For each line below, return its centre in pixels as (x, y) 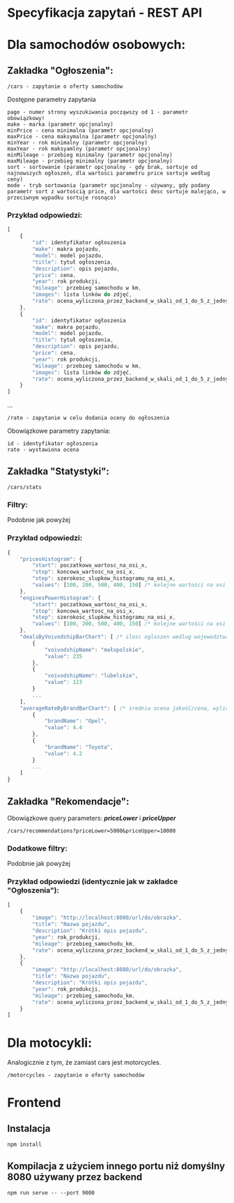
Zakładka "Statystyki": (58, 471)
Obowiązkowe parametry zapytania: (59, 431)
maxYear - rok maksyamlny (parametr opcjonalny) (79, 149)
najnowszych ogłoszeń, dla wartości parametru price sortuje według (109, 173)
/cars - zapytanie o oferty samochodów (65, 87)
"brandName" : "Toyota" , (79, 747)
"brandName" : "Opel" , (76, 721)
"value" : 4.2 (63, 754)
